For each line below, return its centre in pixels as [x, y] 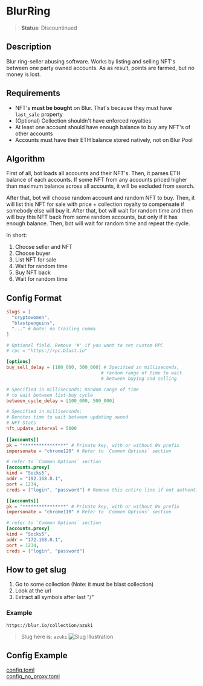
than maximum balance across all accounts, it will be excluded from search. [101, 186]
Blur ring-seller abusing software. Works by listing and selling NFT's [91, 61]
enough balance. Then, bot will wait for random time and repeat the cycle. [98, 223]
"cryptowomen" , [31, 318]
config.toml [21, 670]
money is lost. [24, 74]
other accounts [34, 133]
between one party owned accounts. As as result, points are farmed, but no [100, 68]
